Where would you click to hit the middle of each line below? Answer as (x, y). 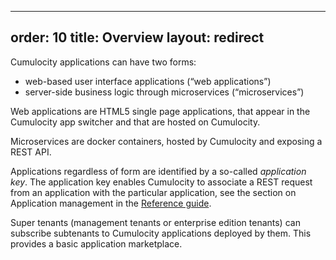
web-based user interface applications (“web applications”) (148, 81)
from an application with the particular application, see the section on (153, 192)
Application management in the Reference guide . (111, 203)
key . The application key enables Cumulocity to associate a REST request (161, 182)
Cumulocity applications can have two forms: (103, 62)
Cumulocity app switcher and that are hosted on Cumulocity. (135, 122)
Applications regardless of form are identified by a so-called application (158, 171)
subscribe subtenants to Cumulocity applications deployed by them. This (161, 233)
